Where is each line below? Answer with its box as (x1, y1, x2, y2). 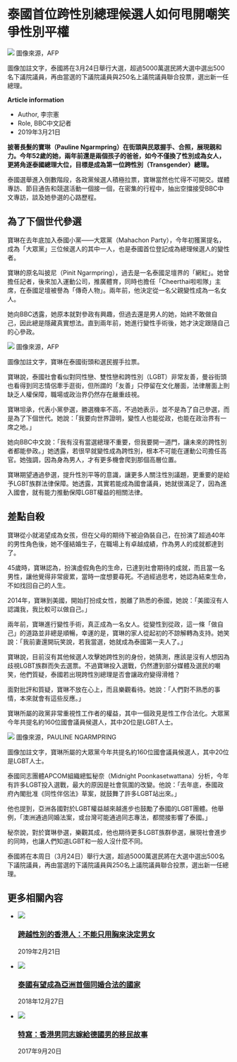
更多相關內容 (7, 892, 63, 904)
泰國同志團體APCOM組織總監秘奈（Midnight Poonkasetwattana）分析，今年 (7, 771, 229, 780)
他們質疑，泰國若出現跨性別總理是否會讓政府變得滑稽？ (19, 670, 181, 678)
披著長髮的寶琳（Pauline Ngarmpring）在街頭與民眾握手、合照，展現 (7, 143, 209, 151)
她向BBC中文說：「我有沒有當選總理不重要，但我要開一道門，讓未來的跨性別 (7, 438, 227, 446)
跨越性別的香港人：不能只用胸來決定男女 (17, 929, 155, 939)
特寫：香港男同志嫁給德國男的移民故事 (17, 1030, 148, 1039)
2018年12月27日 (17, 996, 65, 1006)
